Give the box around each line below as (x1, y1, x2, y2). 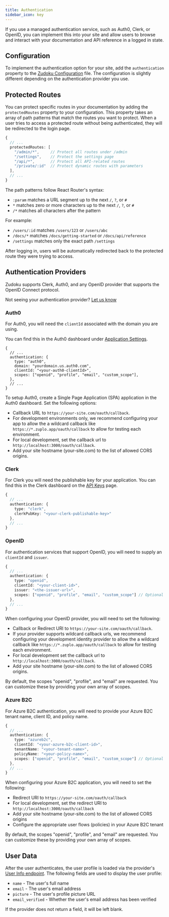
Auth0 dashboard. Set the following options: (5, 400, 97, 406)
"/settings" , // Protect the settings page (14, 154, 114, 159)
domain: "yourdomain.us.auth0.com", (14, 363, 92, 368)
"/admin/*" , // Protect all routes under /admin (14, 149, 128, 155)
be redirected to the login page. (5, 125, 71, 132)
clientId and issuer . (5, 554, 49, 560)
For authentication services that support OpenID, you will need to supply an (5, 549, 162, 555)
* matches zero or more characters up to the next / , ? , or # (12, 202, 135, 208)
